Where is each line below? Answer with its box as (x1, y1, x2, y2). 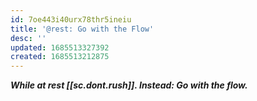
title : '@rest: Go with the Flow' (10, 24, 155, 34)
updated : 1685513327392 (10, 42, 110, 53)
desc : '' (10, 33, 47, 43)
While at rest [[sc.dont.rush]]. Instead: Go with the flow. (10, 79, 248, 91)
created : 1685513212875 (10, 52, 110, 62)
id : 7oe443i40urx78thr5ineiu (10, 14, 132, 25)
